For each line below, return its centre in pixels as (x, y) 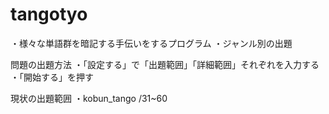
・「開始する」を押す (52, 77)
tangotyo (49, 14)
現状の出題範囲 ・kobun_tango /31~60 (89, 98)
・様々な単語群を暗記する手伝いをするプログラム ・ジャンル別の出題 (151, 43)
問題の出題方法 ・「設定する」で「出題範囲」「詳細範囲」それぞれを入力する (165, 64)
